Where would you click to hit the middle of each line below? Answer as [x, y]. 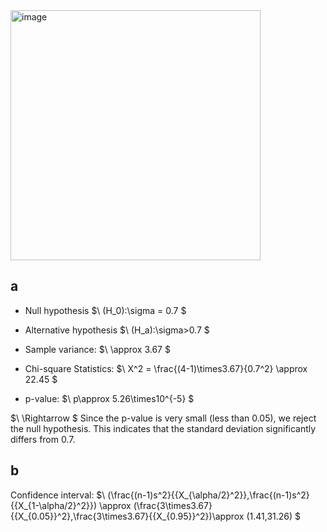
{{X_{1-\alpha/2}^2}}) [53, 505]
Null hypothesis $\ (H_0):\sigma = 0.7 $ [105, 310]
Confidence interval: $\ [58, 495]
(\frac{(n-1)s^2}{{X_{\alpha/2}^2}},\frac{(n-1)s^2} [208, 495]
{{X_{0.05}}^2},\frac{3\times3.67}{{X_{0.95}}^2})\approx [127, 516]
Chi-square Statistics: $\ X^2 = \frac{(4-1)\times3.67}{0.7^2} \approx [166, 368]
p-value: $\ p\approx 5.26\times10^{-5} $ [109, 398]
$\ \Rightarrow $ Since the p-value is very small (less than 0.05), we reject [163, 418]
